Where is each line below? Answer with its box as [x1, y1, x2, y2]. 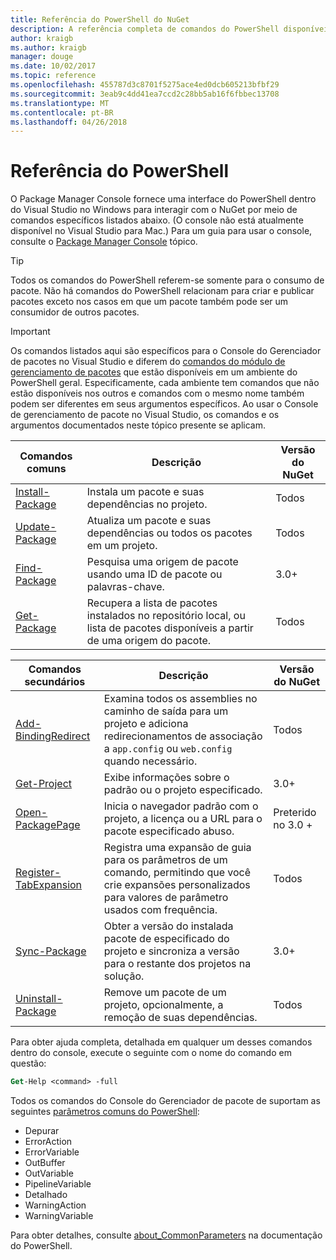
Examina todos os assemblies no [103, 692, 258, 706]
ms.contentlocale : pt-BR [10, 107, 114, 118]
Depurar [24, 1125, 60, 1137]
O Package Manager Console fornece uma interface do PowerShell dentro [10, 193, 317, 205]
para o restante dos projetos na [103, 957, 252, 971]
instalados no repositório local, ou [86, 609, 246, 623]
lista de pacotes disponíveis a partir [86, 621, 254, 635]
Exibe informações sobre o [103, 771, 230, 785]
